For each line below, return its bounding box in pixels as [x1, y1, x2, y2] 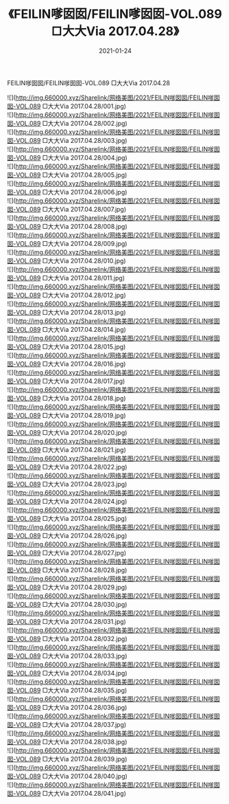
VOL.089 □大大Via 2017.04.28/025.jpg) [16, 514, 128, 522]
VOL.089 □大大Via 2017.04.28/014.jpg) [16, 325, 127, 333]
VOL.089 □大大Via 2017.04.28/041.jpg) [16, 789, 127, 797]
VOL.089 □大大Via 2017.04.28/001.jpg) [16, 102, 127, 110]
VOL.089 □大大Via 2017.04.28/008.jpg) [16, 222, 128, 230]
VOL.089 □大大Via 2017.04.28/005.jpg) [16, 170, 128, 179]
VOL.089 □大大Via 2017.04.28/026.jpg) [16, 531, 128, 539]
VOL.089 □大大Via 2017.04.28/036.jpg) [16, 703, 128, 711]
